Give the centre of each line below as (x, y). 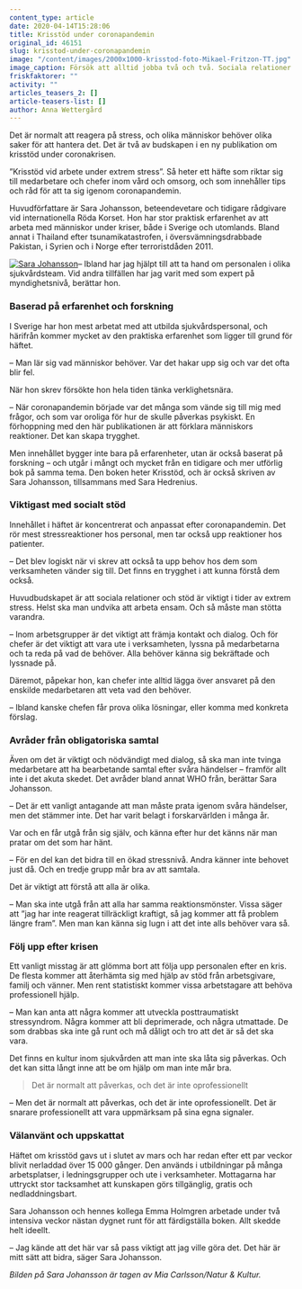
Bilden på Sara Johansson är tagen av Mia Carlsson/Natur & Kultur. (135, 1275)
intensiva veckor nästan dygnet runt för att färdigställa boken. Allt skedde (145, 1221)
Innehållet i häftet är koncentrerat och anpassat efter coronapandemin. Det (147, 524)
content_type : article (52, 18)
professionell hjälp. (44, 995)
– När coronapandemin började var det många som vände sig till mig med (145, 407)
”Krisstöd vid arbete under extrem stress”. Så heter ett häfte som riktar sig (147, 172)
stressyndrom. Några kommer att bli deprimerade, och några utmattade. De (149, 1022)
